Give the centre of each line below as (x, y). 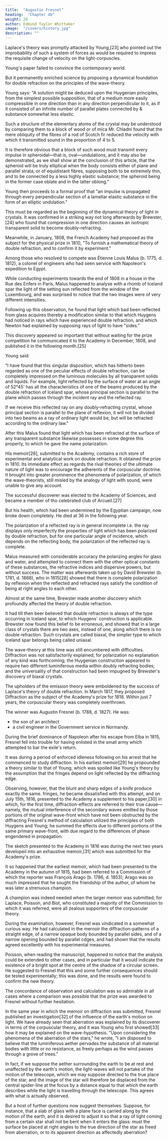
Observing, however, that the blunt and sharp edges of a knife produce (78, 788)
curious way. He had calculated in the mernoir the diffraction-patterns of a (82, 929)
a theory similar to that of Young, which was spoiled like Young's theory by (82, 768)
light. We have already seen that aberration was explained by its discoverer (83, 1022)
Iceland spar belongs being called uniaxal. (49, 640)
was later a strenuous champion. (39, 888)
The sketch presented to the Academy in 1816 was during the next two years (84, 846)
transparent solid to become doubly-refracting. (54, 228)
